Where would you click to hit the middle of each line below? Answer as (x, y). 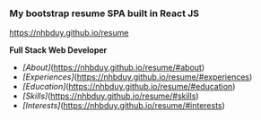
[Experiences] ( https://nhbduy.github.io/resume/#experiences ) (137, 77)
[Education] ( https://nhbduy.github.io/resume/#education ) (129, 87)
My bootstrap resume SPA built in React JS (104, 13)
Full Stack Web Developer (58, 50)
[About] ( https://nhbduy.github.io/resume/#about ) (113, 68)
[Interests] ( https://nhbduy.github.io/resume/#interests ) (124, 106)
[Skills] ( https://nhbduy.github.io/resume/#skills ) (110, 96)
